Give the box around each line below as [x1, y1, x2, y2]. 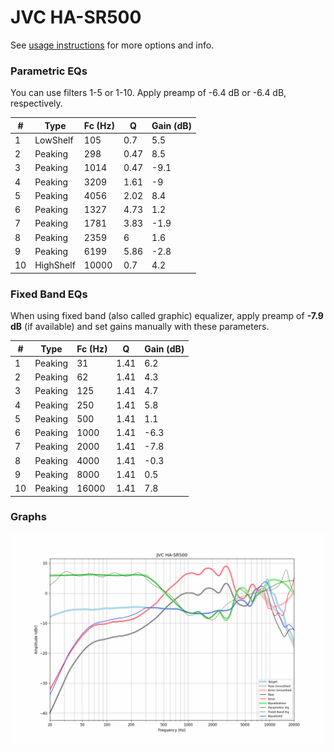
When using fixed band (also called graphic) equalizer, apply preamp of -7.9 [10, 310, 324, 322]
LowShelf [34, 134, 74, 146]
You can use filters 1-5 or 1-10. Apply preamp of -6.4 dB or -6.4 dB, [10, 87, 287, 99]
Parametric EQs [10, 64, 88, 78]
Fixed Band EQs [10, 287, 88, 301]
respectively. [10, 97, 63, 110]
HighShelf [34, 259, 76, 271]
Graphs [10, 510, 47, 524]
